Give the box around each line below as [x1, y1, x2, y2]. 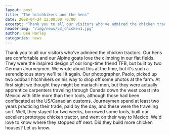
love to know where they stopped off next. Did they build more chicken [5, 119, 153, 125]
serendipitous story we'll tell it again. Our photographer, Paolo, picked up [5, 71, 157, 77]
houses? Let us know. [5, 124, 51, 130]
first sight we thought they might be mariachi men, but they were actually [5, 81, 158, 87]
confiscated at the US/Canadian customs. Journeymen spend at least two [5, 98, 159, 104]
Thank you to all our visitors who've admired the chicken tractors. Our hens [5, 49, 162, 56]
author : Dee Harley [5, 31, 47, 36]
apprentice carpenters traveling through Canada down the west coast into [5, 87, 159, 93]
